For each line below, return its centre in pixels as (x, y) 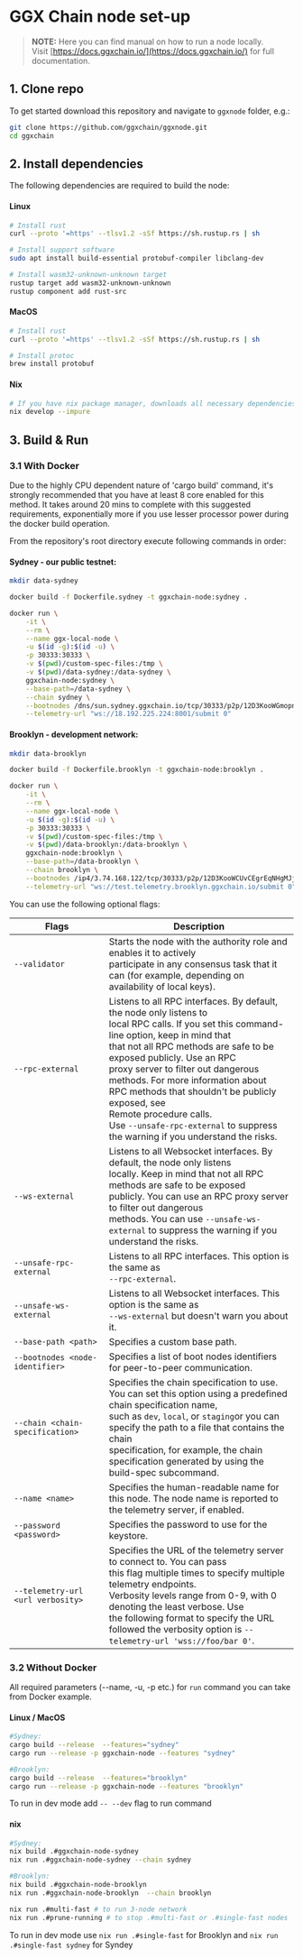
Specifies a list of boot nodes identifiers (193, 1357)
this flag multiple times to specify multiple (197, 1573)
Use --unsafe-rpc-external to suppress (193, 1125)
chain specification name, (163, 1404)
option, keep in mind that (179, 1035)
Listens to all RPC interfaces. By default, (193, 1001)
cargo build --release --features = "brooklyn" (98, 1778)
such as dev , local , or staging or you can (194, 1416)
